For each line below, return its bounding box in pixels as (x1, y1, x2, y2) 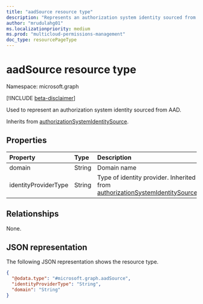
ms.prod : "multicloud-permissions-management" (6, 31, 126, 37)
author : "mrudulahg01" (6, 20, 63, 26)
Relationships (6, 209, 59, 219)
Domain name (97, 163, 137, 172)
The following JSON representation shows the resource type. (6, 258, 159, 265)
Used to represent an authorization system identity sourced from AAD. (6, 106, 182, 113)
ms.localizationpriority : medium (6, 25, 91, 32)
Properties (6, 135, 47, 145)
